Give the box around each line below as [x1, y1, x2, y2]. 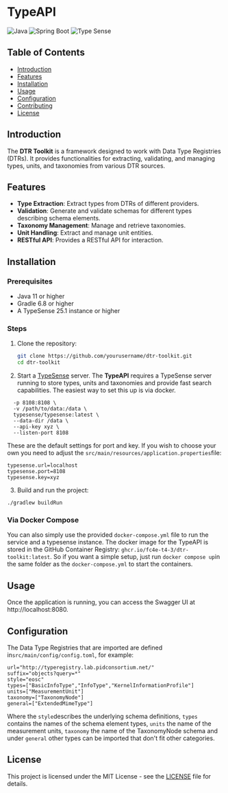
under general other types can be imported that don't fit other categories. [7, 734, 215, 742]
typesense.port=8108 [7, 468, 66, 475]
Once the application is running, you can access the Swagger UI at [7, 598, 195, 606]
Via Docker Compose [7, 516, 79, 525]
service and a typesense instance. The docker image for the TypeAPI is [7, 538, 209, 547]
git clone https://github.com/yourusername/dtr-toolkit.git [16, 353, 192, 360]
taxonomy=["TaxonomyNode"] [7, 694, 84, 701]
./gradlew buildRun [7, 499, 63, 507]
